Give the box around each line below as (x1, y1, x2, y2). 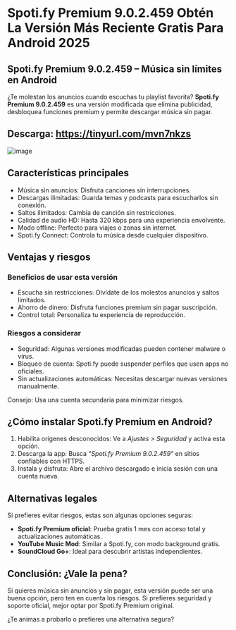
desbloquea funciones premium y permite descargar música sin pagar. (7, 108, 213, 116)
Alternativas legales (7, 492, 97, 505)
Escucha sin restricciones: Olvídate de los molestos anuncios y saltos (17, 288, 220, 297)
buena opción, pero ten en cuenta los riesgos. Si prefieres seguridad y (7, 594, 212, 603)
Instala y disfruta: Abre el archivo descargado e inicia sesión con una (17, 464, 218, 473)
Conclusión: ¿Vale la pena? (7, 567, 128, 579)
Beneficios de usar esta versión (7, 272, 118, 282)
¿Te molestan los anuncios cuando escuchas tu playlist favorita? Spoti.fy (7, 93, 220, 101)
